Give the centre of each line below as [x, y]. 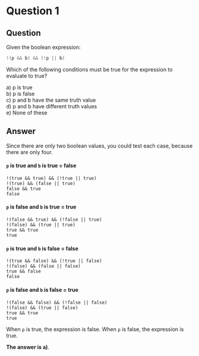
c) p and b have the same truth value [51, 100]
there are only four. [29, 152]
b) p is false [20, 93]
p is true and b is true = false [41, 165]
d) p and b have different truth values [52, 106]
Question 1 [33, 11]
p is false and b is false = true [42, 289]
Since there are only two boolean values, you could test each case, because [99, 146]
